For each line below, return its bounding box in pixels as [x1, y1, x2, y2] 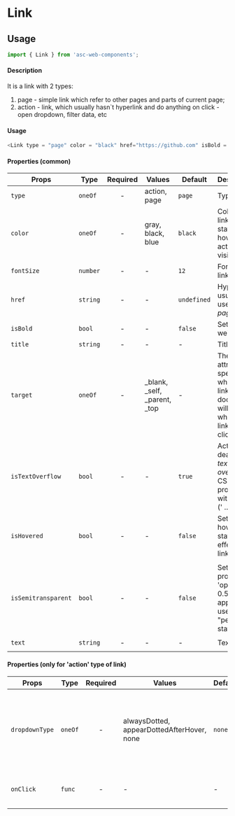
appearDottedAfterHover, [123, 724, 207, 734]
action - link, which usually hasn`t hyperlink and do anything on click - [17, 103, 220, 111]
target [10, 391, 33, 400]
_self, [144, 386, 162, 396]
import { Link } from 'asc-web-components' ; [7, 51, 139, 58]
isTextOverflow [10, 472, 62, 481]
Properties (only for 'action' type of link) [7, 660, 127, 668]
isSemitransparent [10, 594, 72, 603]
